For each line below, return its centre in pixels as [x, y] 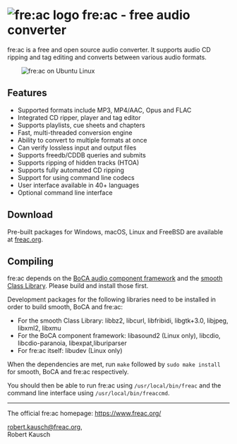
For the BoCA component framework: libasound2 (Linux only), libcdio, [119, 336]
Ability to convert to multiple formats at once [82, 140]
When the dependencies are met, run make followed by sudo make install [114, 364]
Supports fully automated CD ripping [71, 170]
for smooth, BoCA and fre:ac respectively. [68, 372]
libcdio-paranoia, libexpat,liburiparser [72, 343]
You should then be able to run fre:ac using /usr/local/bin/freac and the [114, 385]
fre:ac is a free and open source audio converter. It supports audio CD [109, 49]
